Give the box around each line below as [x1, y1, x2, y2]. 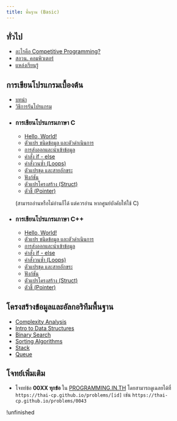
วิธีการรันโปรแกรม [15, 103, 52, 110]
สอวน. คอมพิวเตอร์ [15, 54, 54, 62]
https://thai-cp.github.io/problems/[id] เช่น [15, 391, 131, 398]
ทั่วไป [6, 32, 23, 42]
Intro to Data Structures [15, 324, 74, 332]
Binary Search [15, 331, 51, 338]
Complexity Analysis [15, 318, 67, 325]
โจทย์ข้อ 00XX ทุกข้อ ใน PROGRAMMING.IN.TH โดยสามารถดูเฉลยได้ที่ [15, 384, 172, 392]
